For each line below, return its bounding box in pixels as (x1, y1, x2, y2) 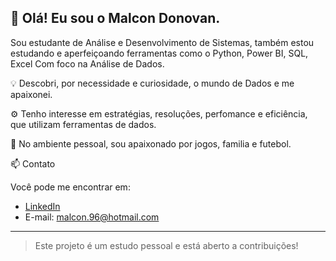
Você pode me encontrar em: (10, 181, 131, 193)
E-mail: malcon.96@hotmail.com (24, 211, 160, 223)
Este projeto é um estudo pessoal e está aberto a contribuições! (34, 239, 299, 251)
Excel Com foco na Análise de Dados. (10, 57, 165, 70)
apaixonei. (10, 88, 53, 100)
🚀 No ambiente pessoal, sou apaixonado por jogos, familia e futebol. (10, 137, 292, 150)
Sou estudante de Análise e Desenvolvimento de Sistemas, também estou (10, 36, 315, 48)
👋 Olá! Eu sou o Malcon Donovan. (10, 10, 221, 27)
